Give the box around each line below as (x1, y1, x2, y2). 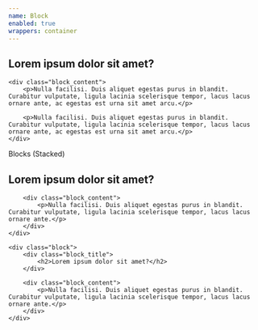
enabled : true (8, 19, 56, 27)
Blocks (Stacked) (8, 149, 65, 159)
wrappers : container (8, 27, 78, 35)
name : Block (8, 11, 48, 20)
